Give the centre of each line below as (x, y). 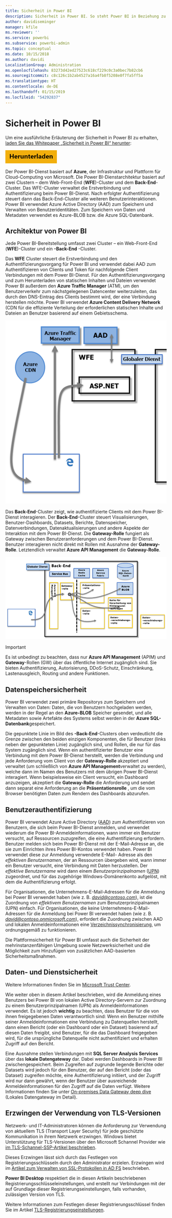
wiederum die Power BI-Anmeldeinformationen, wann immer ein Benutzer (83, 833)
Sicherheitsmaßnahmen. (31, 956)
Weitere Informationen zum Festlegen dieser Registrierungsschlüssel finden (85, 1204)
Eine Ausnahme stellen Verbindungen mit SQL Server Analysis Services (82, 1054)
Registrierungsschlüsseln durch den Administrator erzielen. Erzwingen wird (85, 1163)
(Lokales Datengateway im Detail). (41, 1097)
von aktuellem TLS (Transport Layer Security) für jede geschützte (74, 1131)
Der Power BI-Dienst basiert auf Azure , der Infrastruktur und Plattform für (83, 171)
